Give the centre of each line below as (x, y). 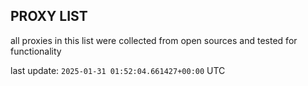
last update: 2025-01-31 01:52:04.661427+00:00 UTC (118, 70)
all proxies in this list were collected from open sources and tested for (154, 40)
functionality (36, 51)
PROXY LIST (49, 16)
